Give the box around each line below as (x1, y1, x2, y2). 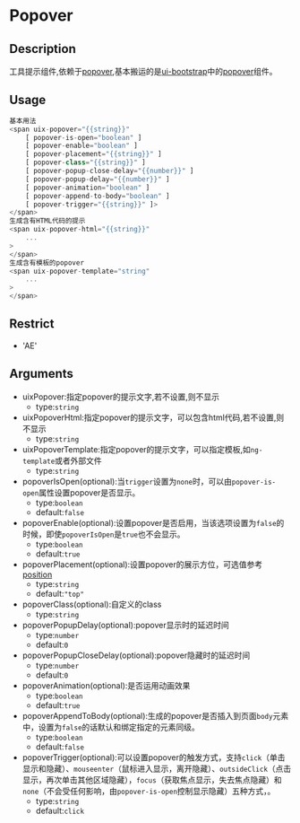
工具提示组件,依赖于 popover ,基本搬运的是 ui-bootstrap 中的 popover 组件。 (9, 66, 278, 76)
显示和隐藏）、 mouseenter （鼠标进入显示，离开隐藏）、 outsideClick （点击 (21, 763, 292, 774)
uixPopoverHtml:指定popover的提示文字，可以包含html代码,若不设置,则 (21, 412, 285, 423)
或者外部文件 (55, 455, 103, 466)
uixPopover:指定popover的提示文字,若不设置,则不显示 (21, 391, 219, 402)
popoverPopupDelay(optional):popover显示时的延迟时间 (21, 619, 230, 630)
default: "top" (35, 588, 85, 599)
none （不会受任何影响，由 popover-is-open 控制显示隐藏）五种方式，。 (21, 785, 276, 796)
